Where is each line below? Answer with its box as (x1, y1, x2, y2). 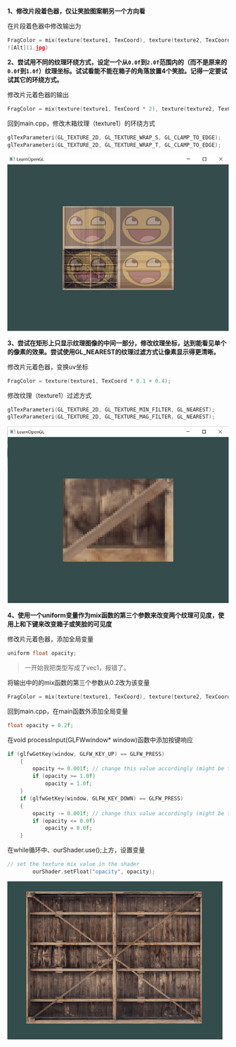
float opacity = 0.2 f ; (7, 721, 74, 729)
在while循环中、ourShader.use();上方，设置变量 (7, 845, 145, 855)
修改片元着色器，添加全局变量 (7, 635, 93, 643)
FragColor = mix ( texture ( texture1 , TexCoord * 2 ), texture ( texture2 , (7, 105, 216, 112)
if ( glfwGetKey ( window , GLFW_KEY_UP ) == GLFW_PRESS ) (7, 750, 165, 757)
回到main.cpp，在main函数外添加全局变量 (7, 707, 129, 715)
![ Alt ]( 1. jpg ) (7, 44, 49, 51)
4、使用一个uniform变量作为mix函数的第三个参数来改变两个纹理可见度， (7, 611, 218, 619)
